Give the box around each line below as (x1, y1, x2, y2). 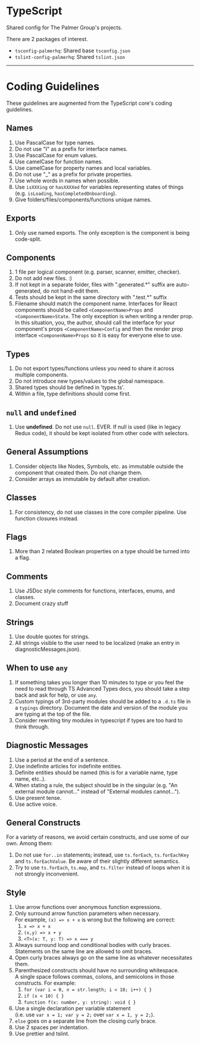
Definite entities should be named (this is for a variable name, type (14, 769, 178, 776)
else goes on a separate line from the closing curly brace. (14, 1017, 157, 1025)
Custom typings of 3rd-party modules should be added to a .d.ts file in (14, 697, 191, 704)
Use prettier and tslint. (14, 1030, 70, 1038)
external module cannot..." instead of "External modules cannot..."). (14, 788, 180, 795)
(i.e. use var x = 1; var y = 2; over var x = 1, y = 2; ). (14, 1011, 155, 1019)
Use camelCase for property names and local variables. (14, 164, 152, 171)
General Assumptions (6, 447, 89, 457)
